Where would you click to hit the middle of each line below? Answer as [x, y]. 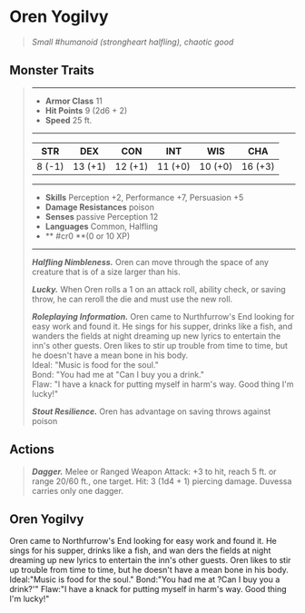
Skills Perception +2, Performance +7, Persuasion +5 [144, 197]
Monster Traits [52, 70]
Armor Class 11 [74, 101]
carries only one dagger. [78, 490]
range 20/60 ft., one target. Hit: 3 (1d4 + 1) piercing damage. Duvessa [162, 481]
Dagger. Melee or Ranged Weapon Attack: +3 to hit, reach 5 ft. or [154, 471]
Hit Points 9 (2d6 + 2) [86, 110]
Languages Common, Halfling [102, 226]
